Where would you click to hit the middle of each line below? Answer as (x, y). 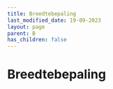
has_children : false (37, 40)
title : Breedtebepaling (42, 14)
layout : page (26, 27)
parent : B (22, 33)
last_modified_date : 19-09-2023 (54, 20)
